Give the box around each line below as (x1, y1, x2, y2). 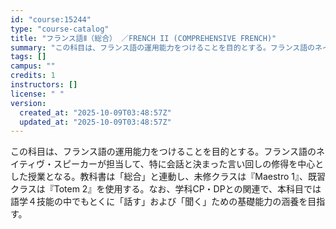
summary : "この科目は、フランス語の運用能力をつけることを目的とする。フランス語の (10, 42, 315, 53)
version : (10, 98, 47, 108)
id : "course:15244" (10, 14, 92, 25)
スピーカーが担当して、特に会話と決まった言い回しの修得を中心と (53, 158, 325, 170)
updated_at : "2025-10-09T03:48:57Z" (19, 117, 172, 127)
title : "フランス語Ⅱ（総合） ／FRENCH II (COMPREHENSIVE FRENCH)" (10, 33, 277, 43)
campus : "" (10, 61, 56, 71)
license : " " (10, 89, 65, 99)
